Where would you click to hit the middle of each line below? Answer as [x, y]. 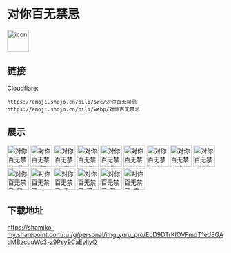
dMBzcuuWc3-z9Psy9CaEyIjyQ [52, 242]
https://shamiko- [31, 228]
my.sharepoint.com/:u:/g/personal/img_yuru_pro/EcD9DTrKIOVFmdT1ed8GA [115, 235]
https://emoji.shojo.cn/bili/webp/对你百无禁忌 [73, 109]
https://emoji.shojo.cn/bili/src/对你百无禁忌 [72, 102]
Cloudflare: [23, 88]
